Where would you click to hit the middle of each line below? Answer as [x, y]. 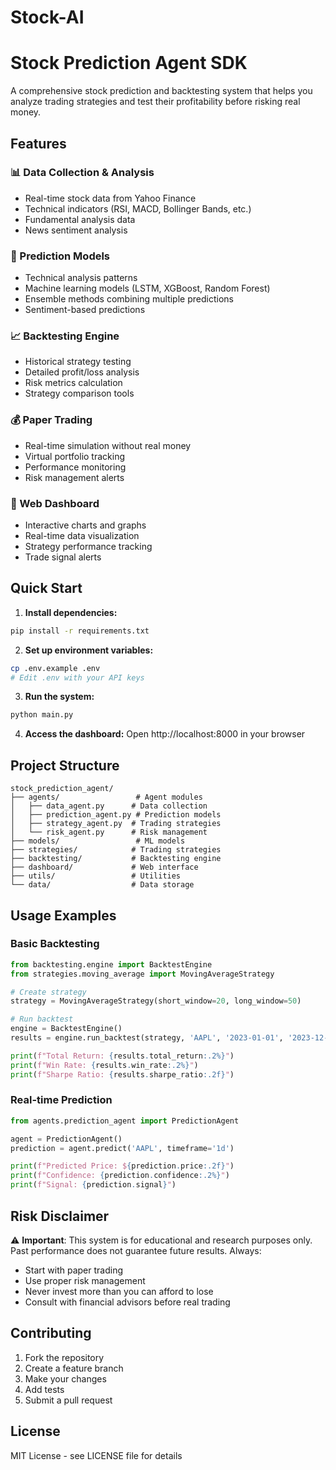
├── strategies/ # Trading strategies [116, 850]
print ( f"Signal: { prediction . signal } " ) [93, 1185]
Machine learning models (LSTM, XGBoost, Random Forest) [147, 288]
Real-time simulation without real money [108, 445]
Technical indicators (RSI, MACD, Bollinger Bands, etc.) [138, 208]
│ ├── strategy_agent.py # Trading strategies [116, 824]
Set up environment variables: [89, 650]
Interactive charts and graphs [85, 525]
